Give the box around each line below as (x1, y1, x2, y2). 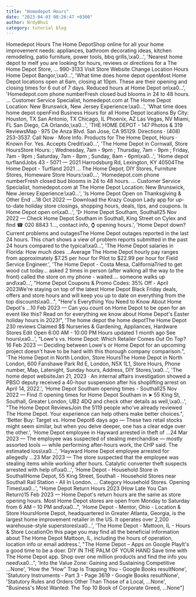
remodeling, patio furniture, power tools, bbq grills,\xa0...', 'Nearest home (6, 53, 183, 60)
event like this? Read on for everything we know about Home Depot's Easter (6, 310, 190, 318)
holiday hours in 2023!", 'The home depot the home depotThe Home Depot (6, 317, 187, 324)
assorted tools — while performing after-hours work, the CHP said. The (6, 441, 178, 448)
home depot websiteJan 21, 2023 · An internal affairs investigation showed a (6, 372, 190, 380)
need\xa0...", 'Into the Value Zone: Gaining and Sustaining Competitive (6, 560, 176, 567)
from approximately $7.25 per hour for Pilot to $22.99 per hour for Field (6, 255, 178, 262)
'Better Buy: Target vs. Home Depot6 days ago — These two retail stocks (6, 416, 183, 424)
